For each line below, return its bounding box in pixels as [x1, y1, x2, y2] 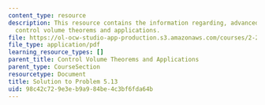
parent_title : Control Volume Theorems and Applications [8, 56, 200, 64]
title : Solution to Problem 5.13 [8, 77, 118, 85]
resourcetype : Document [8, 70, 87, 78]
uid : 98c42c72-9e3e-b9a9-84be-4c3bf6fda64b [8, 84, 154, 93]
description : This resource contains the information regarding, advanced [8, 19, 259, 27]
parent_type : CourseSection [8, 63, 101, 71]
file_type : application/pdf [8, 41, 101, 49]
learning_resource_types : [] [8, 48, 104, 56]
